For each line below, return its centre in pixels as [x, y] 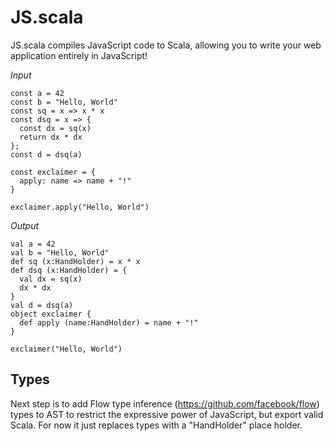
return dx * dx [51, 137]
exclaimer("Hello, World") [66, 349]
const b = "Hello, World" [64, 102]
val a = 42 [33, 244]
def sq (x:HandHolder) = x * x [75, 261]
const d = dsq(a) [46, 154]
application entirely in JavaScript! [79, 55]
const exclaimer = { [53, 172]
